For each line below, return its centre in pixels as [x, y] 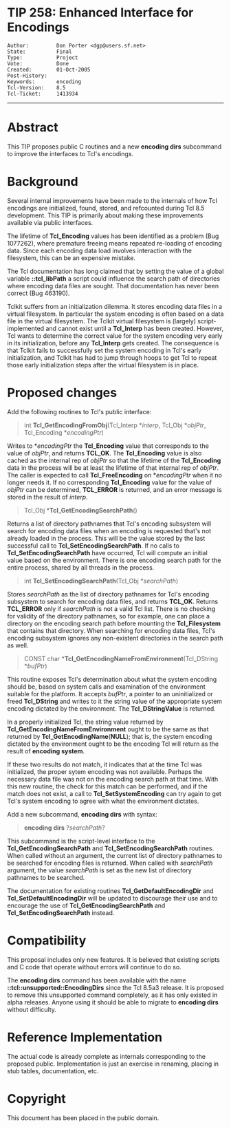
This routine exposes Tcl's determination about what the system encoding [112, 679]
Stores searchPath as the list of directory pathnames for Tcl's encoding [108, 594]
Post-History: [27, 76]
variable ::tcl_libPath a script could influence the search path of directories [114, 278]
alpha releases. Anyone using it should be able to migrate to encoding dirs [113, 1002]
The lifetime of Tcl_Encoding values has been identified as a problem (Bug [113, 236]
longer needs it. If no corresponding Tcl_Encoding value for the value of [110, 482]
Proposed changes [62, 393]
